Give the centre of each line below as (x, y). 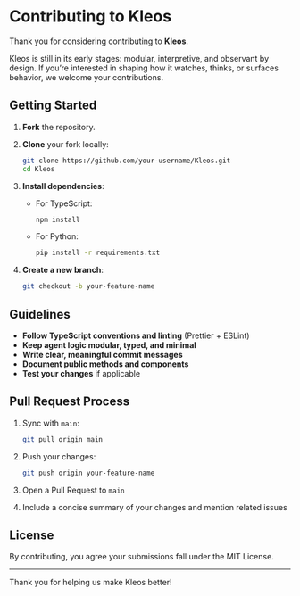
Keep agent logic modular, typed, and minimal (109, 344)
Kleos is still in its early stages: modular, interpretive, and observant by (139, 58)
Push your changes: (59, 456)
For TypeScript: (64, 203)
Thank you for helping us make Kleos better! (91, 583)
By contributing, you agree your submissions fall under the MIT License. (142, 557)
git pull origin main (62, 439)
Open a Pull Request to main (73, 490)
